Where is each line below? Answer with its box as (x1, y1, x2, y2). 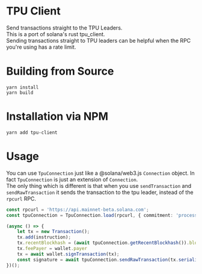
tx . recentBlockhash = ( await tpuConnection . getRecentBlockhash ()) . (17, 240, 189, 246)
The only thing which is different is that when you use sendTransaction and (6, 182, 192, 189)
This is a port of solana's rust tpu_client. (6, 30, 105, 37)
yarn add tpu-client (6, 129, 58, 135)
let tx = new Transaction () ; (17, 229, 90, 235)
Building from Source (6, 64, 114, 78)
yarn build (6, 89, 34, 96)
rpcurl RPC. (6, 195, 37, 202)
